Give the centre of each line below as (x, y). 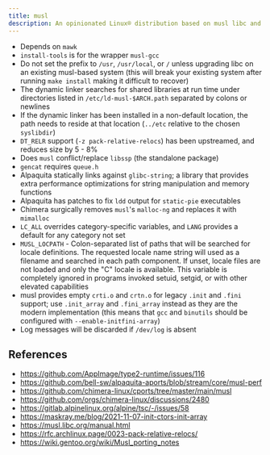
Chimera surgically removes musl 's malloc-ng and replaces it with (128, 209)
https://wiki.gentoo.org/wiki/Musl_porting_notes (100, 442)
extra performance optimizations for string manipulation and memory (135, 183)
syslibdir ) (38, 132)
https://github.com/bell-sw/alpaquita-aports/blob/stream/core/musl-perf (141, 382)
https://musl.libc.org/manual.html (75, 425)
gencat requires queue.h (59, 166)
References (38, 355)
